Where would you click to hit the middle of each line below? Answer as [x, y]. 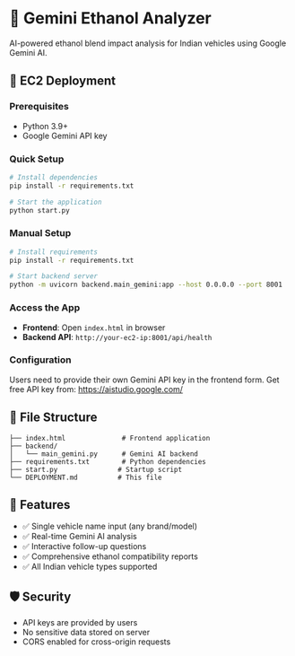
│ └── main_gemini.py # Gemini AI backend [104, 454]
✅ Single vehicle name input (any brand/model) [110, 526]
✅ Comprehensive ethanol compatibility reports [110, 556]
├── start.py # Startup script [95, 469]
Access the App [45, 308]
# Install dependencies [54, 177]
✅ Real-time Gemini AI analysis [79, 537]
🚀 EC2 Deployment [63, 81]
